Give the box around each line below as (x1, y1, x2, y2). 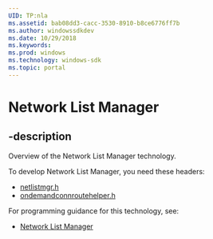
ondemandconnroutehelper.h (19, 190, 116, 200)
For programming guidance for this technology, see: (8, 205, 179, 216)
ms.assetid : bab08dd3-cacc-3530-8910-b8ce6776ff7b (8, 19, 180, 27)
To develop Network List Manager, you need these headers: (8, 166, 205, 176)
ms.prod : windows (8, 49, 66, 57)
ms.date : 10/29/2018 (8, 34, 77, 42)
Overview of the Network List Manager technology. (8, 151, 177, 161)
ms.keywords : (8, 42, 52, 50)
